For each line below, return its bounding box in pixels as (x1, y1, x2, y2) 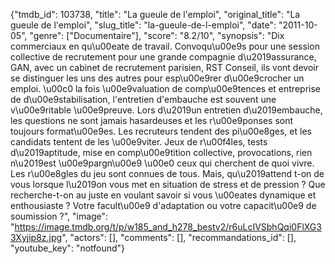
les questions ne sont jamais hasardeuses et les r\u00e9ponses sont (10, 115, 294, 126)
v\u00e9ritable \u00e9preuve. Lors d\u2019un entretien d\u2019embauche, (10, 104, 323, 116)
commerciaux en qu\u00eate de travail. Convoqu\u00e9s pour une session (10, 40, 320, 52)
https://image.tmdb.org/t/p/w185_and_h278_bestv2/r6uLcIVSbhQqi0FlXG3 (14, 221, 322, 233)
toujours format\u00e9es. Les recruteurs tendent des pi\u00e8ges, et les (10, 125, 312, 137)
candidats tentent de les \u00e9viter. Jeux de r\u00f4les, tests (10, 136, 268, 148)
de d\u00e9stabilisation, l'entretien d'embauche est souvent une (10, 94, 277, 105)
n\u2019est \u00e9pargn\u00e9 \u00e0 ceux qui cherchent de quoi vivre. (10, 157, 315, 169)
